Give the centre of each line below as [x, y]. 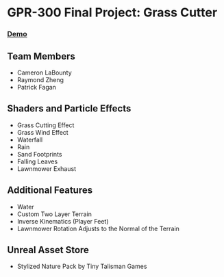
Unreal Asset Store [48, 250]
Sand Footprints [39, 154]
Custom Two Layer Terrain [54, 214]
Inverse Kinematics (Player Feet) [63, 221]
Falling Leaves [37, 161]
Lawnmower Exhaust [47, 168]
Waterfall [30, 140]
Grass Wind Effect [42, 132]
